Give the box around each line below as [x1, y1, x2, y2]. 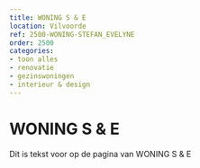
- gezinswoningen [9, 72, 75, 81]
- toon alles [9, 55, 59, 64]
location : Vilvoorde [9, 22, 87, 31]
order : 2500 [9, 38, 54, 48]
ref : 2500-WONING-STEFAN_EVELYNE [9, 30, 135, 39]
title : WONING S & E [9, 13, 87, 22]
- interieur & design [9, 80, 91, 89]
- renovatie [9, 64, 54, 73]
